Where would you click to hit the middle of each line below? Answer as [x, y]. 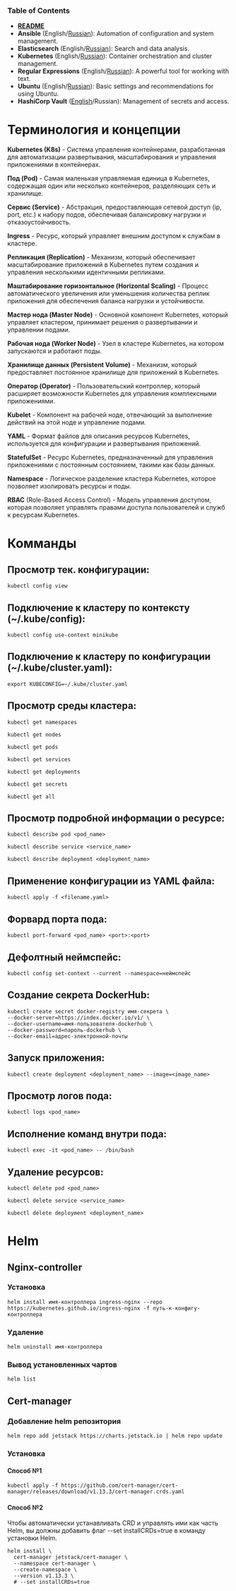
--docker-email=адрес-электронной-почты [68, 1036]
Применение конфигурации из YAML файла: [111, 881]
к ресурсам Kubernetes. [43, 515]
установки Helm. [33, 1538]
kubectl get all [31, 797]
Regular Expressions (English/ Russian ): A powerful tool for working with [123, 71]
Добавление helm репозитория [64, 1421]
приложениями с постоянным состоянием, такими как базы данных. [111, 465]
